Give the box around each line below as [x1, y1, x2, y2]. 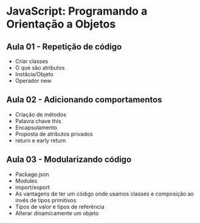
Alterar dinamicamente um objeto [15, 209, 99, 217]
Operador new [15, 77, 52, 84]
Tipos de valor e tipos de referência [15, 203, 105, 210]
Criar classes [15, 58, 49, 65]
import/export [15, 183, 50, 191]
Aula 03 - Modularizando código [6, 154, 132, 165]
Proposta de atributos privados [15, 130, 93, 138]
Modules [15, 177, 38, 184]
